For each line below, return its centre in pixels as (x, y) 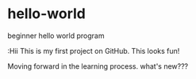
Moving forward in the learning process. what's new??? (98, 66)
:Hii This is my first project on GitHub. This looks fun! (94, 51)
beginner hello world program (56, 36)
